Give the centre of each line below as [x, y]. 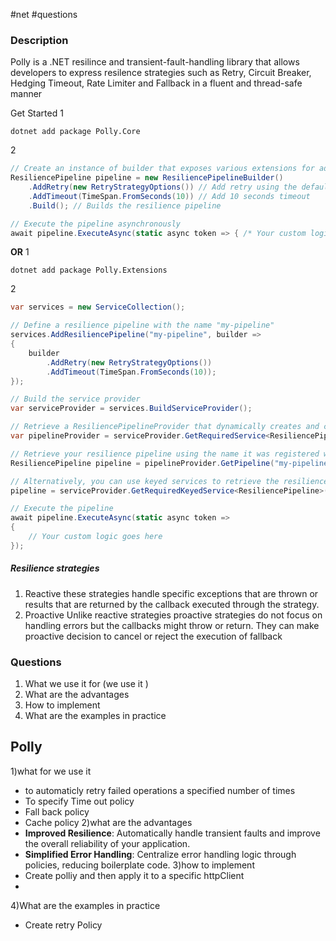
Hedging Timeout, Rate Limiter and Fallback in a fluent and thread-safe [156, 83]
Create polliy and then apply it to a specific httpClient [134, 875]
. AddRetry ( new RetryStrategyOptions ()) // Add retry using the [163, 187]
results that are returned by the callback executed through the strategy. [172, 604]
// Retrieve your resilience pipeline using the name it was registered [165, 454]
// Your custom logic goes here [95, 537]
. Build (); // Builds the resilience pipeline [125, 205]
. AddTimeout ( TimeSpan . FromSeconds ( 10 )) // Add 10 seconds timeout [169, 196]
